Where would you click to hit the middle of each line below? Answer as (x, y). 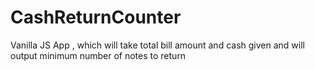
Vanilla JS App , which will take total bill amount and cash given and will (157, 45)
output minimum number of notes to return (98, 55)
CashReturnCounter (96, 17)
